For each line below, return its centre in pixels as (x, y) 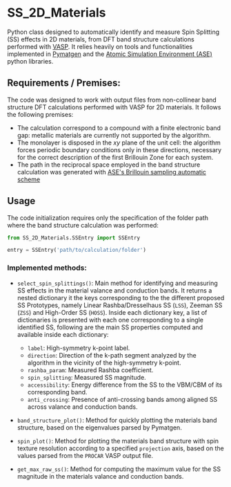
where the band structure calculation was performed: (83, 225)
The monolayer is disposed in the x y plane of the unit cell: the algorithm (119, 143)
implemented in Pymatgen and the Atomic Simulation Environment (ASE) (110, 54)
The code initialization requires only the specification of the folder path (108, 218)
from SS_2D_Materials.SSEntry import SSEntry (73, 238)
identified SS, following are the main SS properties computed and (110, 327)
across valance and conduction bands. (82, 407)
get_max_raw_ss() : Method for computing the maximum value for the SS (119, 469)
